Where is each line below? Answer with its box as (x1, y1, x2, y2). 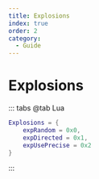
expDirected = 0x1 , (23, 134, 89, 142)
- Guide (15, 42, 42, 50)
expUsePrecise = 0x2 (23, 141, 92, 149)
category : (8, 34, 42, 43)
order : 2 (8, 27, 38, 35)
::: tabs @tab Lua (8, 103, 65, 113)
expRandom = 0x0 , (23, 126, 81, 134)
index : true (8, 19, 48, 27)
